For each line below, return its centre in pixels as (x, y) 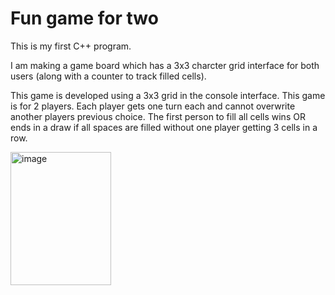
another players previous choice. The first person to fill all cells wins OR (158, 116)
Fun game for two (84, 18)
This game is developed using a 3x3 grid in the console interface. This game (168, 95)
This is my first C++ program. (71, 46)
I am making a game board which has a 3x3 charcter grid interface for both (165, 65)
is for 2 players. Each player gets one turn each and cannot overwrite (153, 106)
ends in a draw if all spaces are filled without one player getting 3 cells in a (164, 127)
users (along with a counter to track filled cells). (108, 76)
